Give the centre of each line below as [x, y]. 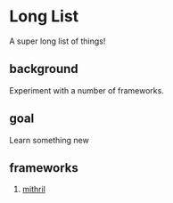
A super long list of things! [58, 41]
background [44, 69]
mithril [34, 190]
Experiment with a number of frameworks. [87, 90]
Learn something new [49, 140]
